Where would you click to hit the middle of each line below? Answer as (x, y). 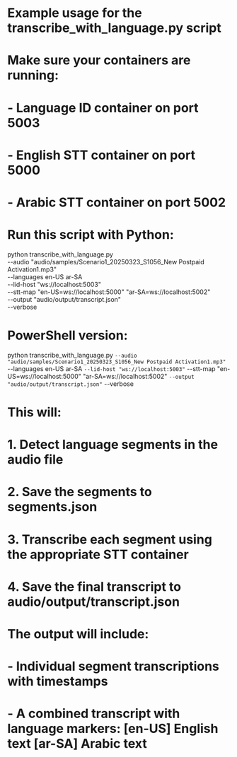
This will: (34, 412)
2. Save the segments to (80, 492)
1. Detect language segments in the (112, 445)
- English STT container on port (102, 155)
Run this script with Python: (91, 235)
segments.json (52, 507)
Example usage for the (75, 13)
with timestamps (58, 682)
